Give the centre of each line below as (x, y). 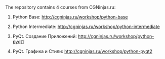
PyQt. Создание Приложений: (45, 36)
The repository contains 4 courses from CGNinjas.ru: (60, 7)
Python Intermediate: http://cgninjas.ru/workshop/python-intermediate (86, 26)
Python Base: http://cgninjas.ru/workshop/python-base (70, 17)
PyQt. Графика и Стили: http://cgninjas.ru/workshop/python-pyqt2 (82, 51)
